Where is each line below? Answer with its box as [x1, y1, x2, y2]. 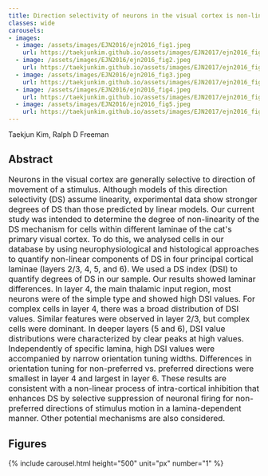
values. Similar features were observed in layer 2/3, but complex [8, 313, 250, 324]
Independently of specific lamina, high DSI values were [8, 343, 215, 354]
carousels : [8, 26, 45, 34]
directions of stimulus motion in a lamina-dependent [45, 403, 242, 414]
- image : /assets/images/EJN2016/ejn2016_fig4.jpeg [15, 85, 191, 94]
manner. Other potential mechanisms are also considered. [8, 412, 226, 423]
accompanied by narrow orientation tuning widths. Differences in [8, 353, 253, 364]
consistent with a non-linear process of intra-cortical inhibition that [8, 383, 259, 394]
